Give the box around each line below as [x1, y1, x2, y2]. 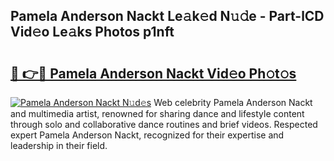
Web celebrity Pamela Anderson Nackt [153, 97, 313, 108]
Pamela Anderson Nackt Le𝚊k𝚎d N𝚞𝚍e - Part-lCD [10, 8, 325, 25]
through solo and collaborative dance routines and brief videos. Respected [10, 119, 318, 130]
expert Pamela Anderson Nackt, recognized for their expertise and [10, 129, 285, 141]
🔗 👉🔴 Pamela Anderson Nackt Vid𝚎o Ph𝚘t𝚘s [10, 65, 297, 82]
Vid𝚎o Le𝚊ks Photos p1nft [10, 24, 175, 41]
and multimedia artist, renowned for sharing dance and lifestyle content [10, 108, 305, 119]
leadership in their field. [10, 140, 108, 151]
